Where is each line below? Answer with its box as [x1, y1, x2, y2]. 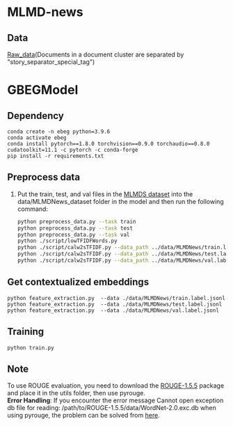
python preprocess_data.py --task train [17, 218, 136, 225]
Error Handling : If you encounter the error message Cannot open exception [7, 396, 224, 404]
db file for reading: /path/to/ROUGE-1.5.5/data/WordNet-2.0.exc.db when [7, 404, 217, 412]
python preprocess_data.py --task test [17, 224, 134, 232]
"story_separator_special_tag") [7, 58, 95, 66]
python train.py [7, 344, 54, 352]
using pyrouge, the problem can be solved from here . [7, 411, 160, 420]
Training [7, 326, 45, 338]
